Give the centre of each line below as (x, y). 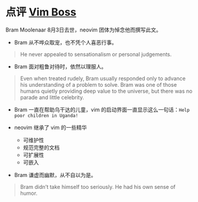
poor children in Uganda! (46, 116)
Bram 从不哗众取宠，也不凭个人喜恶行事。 (66, 42)
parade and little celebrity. (52, 97)
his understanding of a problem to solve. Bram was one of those (98, 84)
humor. (29, 193)
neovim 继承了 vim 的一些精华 (50, 127)
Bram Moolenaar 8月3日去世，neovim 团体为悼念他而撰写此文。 (84, 30)
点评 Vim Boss (41, 12)
